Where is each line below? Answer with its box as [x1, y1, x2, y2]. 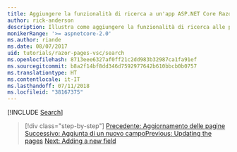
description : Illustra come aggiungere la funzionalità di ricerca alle [7, 23, 226, 30]
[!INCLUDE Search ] [7, 108, 63, 117]
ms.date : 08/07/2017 [7, 43, 68, 50]
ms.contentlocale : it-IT [7, 75, 80, 83]
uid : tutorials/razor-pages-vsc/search [7, 50, 125, 57]
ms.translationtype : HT [7, 69, 78, 76]
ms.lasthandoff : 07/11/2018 [7, 82, 90, 89]
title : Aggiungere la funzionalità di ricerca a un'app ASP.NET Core [7, 10, 217, 18]
